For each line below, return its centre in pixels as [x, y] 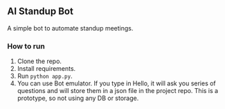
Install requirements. [46, 69]
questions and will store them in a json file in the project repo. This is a [118, 91]
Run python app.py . [45, 76]
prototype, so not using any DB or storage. [78, 98]
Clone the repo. [39, 61]
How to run [26, 46]
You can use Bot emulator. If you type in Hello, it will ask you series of [116, 83]
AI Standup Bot [40, 11]
